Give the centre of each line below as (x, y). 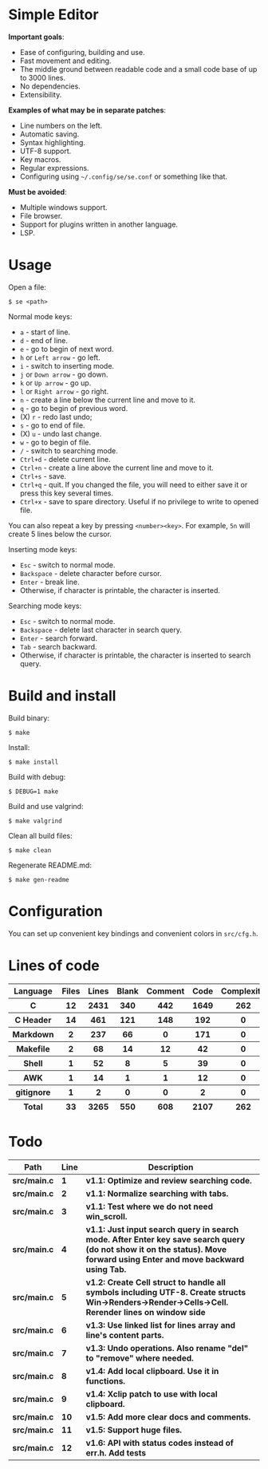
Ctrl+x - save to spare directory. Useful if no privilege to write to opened (139, 501)
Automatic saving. (49, 134)
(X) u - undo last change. (61, 433)
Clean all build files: (41, 835)
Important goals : (36, 37)
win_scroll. (106, 1216)
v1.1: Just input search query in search (162, 1229)
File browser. (41, 215)
